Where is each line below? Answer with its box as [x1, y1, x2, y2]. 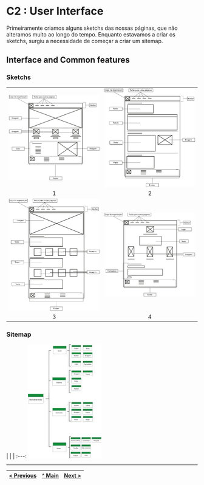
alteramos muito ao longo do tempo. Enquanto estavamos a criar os [6, 30, 176, 38]
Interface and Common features [6, 55, 130, 65]
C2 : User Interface [6, 4, 104, 18]
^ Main [41, 472, 59, 479]
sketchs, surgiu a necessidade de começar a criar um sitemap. [6, 37, 163, 44]
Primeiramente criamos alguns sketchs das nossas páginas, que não [6, 24, 178, 32]
